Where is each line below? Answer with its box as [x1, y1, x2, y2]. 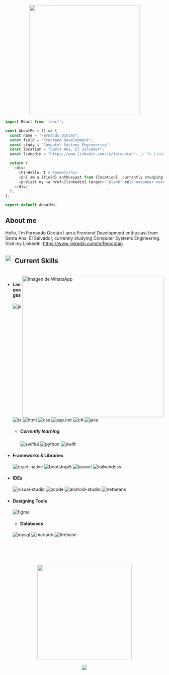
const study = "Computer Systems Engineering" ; [10, 142, 112, 147]
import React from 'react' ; [5, 119, 64, 124]
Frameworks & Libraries [12, 453, 64, 459]
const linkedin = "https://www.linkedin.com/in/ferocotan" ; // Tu [10, 151, 152, 157]
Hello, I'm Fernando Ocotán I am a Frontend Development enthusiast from [5, 229, 158, 236]
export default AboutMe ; [5, 203, 57, 208]
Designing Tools [12, 498, 48, 504]
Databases [20, 521, 44, 527]
